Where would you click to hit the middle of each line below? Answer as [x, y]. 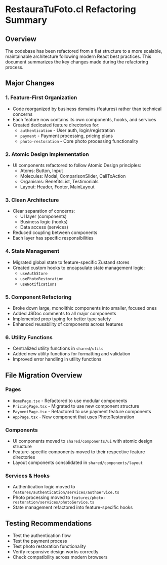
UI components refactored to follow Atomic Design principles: [77, 165]
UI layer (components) [43, 216]
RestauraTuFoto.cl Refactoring [71, 9]
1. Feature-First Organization [41, 97]
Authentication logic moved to [44, 487]
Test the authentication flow [41, 536]
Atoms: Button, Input [41, 171]
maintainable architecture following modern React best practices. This [78, 56]
